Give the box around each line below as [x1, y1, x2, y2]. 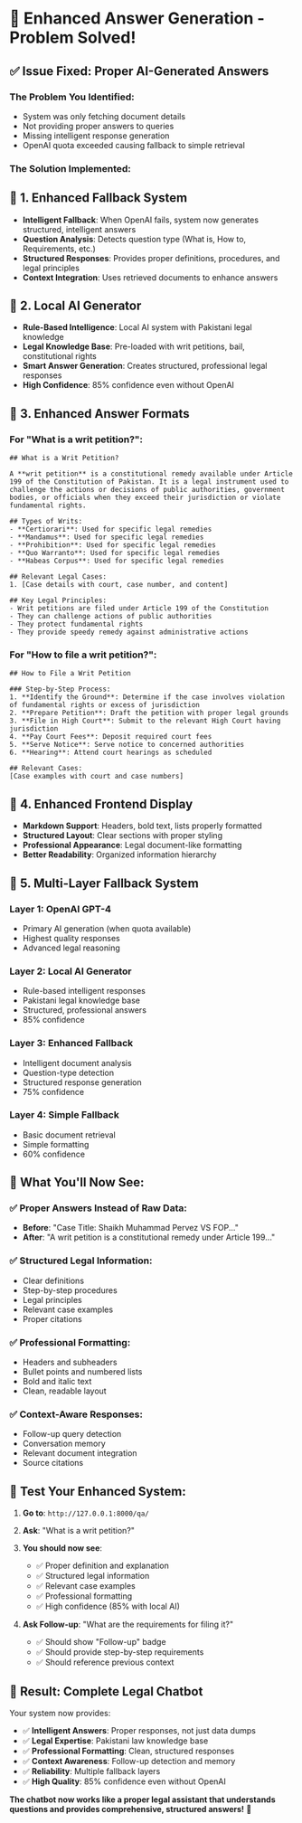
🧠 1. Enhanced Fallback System [9, 190, 188, 206]
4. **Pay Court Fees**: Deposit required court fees [9, 732, 212, 741]
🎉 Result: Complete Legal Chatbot [9, 1684, 203, 1699]
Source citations [22, 1458, 84, 1469]
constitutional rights [22, 351, 98, 362]
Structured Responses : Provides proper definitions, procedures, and [22, 252, 280, 263]
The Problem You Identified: [9, 90, 136, 103]
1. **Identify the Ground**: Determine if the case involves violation [9, 693, 285, 702]
